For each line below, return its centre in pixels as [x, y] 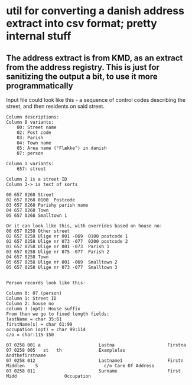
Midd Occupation [49, 376]
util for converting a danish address [95, 11]
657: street [31, 169]
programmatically [40, 86]
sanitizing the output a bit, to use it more [82, 76]
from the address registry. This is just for [83, 67]
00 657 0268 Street [30, 195]
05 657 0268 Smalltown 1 [37, 216]
